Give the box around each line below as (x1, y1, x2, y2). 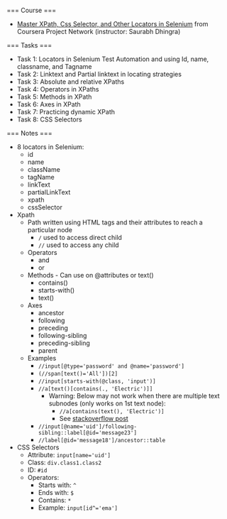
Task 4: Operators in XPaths (16, 85, 99, 93)
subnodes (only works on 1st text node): (48, 399, 166, 408)
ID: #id (27, 466, 48, 474)
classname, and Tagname (16, 62, 93, 70)
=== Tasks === (6, 41, 52, 49)
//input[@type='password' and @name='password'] (38, 363, 185, 370)
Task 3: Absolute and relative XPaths (16, 77, 125, 86)
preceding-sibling (38, 339, 90, 347)
